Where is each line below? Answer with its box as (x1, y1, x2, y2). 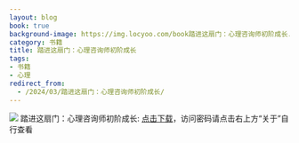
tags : (9, 54, 29, 63)
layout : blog (9, 12, 58, 22)
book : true (9, 21, 50, 30)
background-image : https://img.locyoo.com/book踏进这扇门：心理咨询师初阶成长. (9, 29, 292, 38)
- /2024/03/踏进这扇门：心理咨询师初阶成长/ (17, 87, 165, 96)
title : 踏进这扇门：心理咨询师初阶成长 (9, 46, 137, 55)
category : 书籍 (9, 37, 63, 47)
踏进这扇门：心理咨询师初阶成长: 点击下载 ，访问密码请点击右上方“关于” (20, 113, 282, 123)
